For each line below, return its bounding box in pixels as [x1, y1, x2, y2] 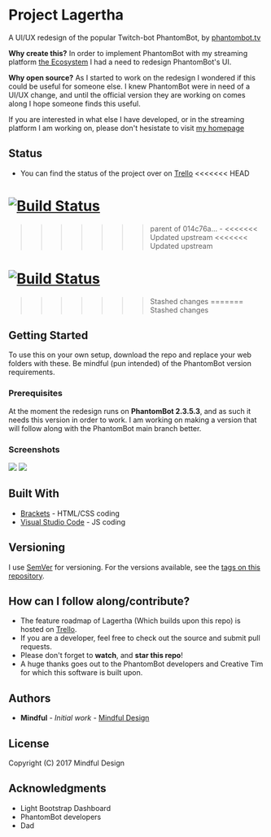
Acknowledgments [8, 782, 107, 796]
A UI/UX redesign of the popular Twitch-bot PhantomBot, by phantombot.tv [8, 33, 261, 42]
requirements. [8, 368, 55, 377]
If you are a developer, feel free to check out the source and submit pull [20, 633, 260, 643]
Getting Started [8, 329, 89, 342]
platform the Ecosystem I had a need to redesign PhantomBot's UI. [8, 57, 232, 67]
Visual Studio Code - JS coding [20, 517, 126, 526]
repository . [8, 571, 45, 581]
